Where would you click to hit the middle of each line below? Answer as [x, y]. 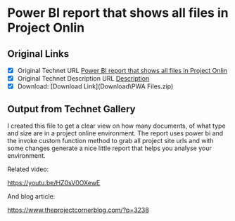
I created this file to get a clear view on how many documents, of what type [117, 126]
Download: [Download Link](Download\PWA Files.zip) [95, 86]
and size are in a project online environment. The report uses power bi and [115, 133]
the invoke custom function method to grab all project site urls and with [110, 141]
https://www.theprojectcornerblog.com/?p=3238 [78, 210]
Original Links [38, 54]
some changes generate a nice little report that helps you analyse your [110, 148]
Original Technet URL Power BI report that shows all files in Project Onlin [122, 71]
